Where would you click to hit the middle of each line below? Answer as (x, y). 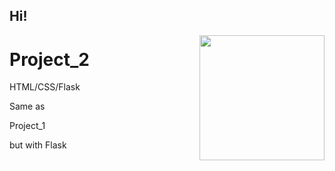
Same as (27, 106)
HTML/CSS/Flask (45, 87)
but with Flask (38, 145)
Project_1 (27, 126)
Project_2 (49, 59)
